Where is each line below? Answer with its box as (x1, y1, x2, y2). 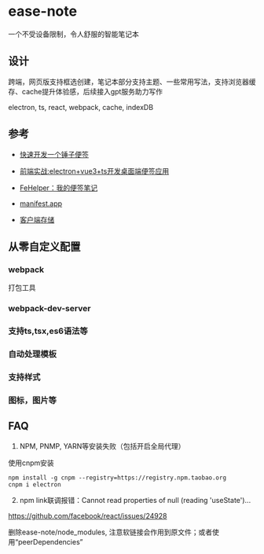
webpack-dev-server (8, 303, 91, 314)
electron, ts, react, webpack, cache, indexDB (8, 102, 154, 112)
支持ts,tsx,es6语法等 (8, 325, 88, 336)
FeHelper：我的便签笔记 (19, 183, 98, 193)
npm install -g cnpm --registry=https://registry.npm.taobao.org (8, 474, 226, 482)
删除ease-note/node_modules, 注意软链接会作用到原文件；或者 (8, 527, 213, 537)
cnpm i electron (8, 480, 61, 489)
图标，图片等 (8, 394, 57, 405)
